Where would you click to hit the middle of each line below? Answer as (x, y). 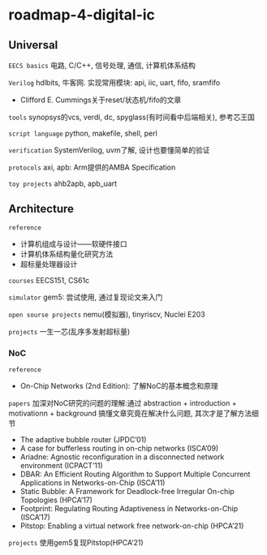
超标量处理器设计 (49, 264)
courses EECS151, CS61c (49, 280)
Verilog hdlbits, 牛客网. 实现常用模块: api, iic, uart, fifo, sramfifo (114, 82)
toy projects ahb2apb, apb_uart (63, 183)
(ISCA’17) (35, 518)
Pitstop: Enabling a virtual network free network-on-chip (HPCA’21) (132, 526)
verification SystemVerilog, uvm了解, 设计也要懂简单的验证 (109, 150)
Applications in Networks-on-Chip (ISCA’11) (93, 483)
